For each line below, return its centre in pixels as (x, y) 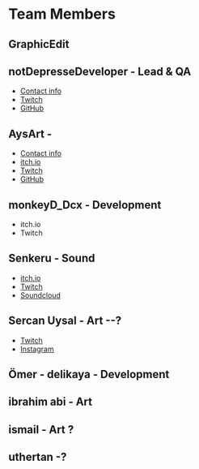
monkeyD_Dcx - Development (85, 205)
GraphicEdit (39, 44)
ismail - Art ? (41, 430)
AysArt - (30, 133)
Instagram (37, 349)
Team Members (62, 14)
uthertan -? (38, 457)
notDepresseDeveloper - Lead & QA (100, 71)
